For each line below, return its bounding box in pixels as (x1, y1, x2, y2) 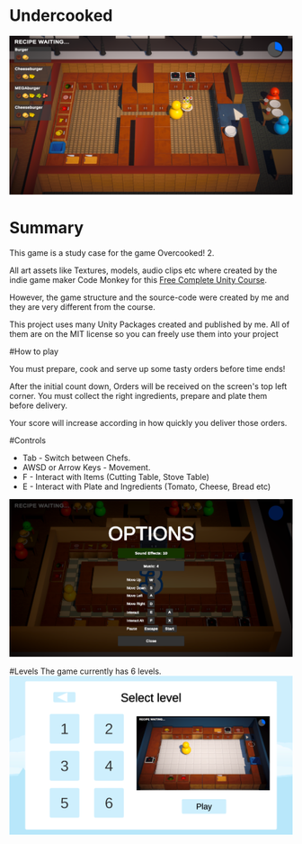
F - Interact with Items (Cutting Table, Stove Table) (22, 471, 209, 482)
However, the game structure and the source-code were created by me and (9, 292, 289, 303)
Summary (9, 218, 84, 239)
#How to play (9, 346, 59, 357)
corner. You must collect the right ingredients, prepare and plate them (9, 390, 268, 401)
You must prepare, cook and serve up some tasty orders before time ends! (9, 363, 286, 374)
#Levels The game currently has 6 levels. (9, 666, 162, 676)
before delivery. (9, 400, 68, 411)
